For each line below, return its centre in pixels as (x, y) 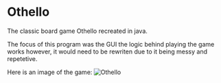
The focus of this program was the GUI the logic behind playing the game (111, 44)
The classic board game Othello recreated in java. (77, 31)
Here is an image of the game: (50, 72)
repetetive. (22, 58)
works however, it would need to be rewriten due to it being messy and (107, 51)
